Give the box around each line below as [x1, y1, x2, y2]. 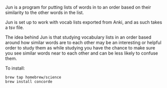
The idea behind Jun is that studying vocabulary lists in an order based [5, 34, 151, 40]
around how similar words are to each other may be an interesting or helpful [5, 39, 161, 45]
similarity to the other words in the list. [5, 9, 84, 15]
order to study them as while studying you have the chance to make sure [5, 45, 155, 50]
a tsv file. [5, 24, 24, 30]
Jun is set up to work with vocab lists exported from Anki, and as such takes [5, 19, 162, 25]
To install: [5, 65, 25, 71]
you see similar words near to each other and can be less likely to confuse [5, 50, 158, 56]
